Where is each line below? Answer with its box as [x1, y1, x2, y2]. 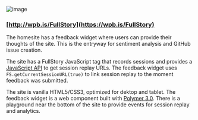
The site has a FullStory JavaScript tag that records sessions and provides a [6, 58, 193, 65]
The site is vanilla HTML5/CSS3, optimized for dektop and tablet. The [6, 89, 176, 96]
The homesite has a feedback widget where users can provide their [6, 34, 172, 41]
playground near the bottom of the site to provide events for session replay [6, 101, 190, 108]
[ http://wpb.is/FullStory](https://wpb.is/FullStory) [6, 20, 155, 29]
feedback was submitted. [6, 77, 68, 84]
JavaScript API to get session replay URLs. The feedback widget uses [6, 64, 177, 71]
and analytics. [6, 108, 40, 115]
